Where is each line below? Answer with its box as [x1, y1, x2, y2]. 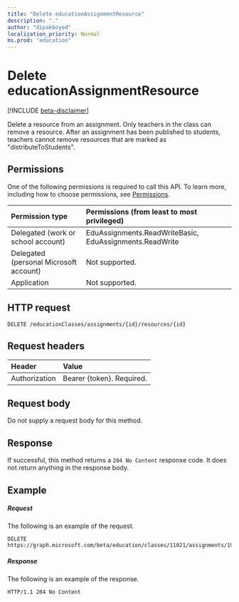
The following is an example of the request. [7, 521, 134, 531]
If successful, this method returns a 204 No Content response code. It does [7, 456, 227, 465]
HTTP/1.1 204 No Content [7, 588, 81, 596]
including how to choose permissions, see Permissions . [7, 190, 171, 198]
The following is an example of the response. [7, 575, 139, 583]
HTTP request [7, 302, 71, 314]
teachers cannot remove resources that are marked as [7, 135, 167, 144]
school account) [11, 237, 65, 246]
